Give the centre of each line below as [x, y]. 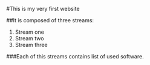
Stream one [29, 32]
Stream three [31, 45]
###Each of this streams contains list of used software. [75, 56]
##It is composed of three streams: [50, 20]
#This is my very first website [43, 9]
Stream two [29, 38]
